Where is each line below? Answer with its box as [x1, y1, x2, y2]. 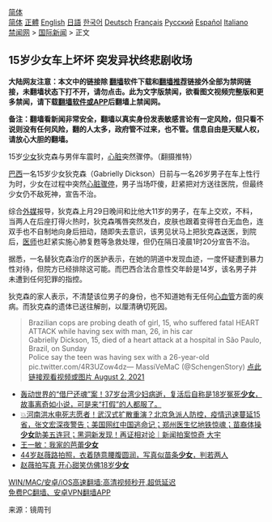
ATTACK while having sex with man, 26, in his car [28, 326, 193, 336]
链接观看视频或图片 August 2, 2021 [28, 371, 145, 382]
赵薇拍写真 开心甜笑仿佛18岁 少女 [19, 460, 130, 469]
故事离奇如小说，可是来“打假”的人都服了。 [19, 399, 162, 409]
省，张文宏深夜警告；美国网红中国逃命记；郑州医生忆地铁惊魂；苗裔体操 [19, 419, 261, 429]
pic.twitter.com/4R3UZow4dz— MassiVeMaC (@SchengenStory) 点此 [28, 362, 261, 371]
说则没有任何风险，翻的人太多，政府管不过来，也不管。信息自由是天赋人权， [8, 124, 264, 134]
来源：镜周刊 [8, 504, 51, 514]
